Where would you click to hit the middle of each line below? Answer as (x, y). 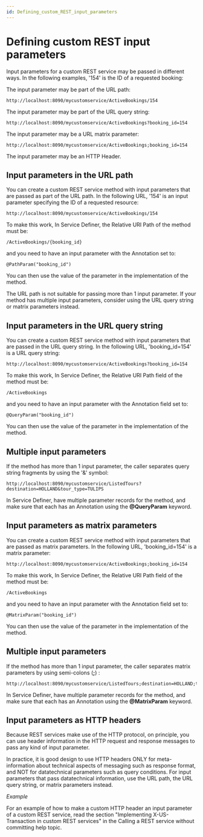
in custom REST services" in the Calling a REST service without (116, 821)
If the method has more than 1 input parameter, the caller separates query (98, 466)
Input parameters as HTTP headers (74, 720)
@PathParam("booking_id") (39, 265)
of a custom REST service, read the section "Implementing (79, 815)
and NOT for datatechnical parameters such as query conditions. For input (99, 772)
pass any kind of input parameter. (48, 748)
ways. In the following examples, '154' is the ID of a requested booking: (95, 78)
